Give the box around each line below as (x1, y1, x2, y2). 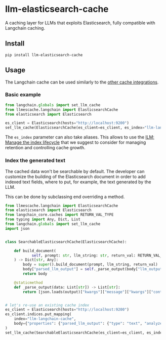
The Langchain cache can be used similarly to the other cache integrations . (5, 79, 159, 85)
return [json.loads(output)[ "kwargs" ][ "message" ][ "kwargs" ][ (23, 289, 152, 295)
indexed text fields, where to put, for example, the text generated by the (5, 179, 152, 185)
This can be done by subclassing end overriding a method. (5, 194, 125, 200)
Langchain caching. (5, 25, 45, 31)
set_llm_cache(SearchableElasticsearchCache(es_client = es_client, (5, 330, 145, 335)
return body (23, 271, 48, 276)
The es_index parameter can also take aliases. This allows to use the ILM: (5, 134, 155, 140)
